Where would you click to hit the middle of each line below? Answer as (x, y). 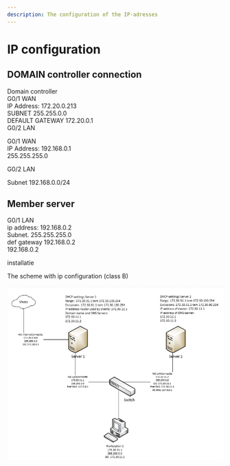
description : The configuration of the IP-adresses (82, 14)
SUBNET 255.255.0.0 (37, 113)
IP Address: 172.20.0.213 (42, 106)
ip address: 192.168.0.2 (39, 228)
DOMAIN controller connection (74, 75)
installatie (21, 263)
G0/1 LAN (21, 221)
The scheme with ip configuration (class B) (68, 276)
